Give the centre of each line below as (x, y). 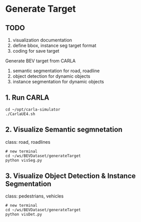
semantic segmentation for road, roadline (56, 71)
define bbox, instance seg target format (54, 46)
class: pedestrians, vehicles (34, 196)
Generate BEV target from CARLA (40, 61)
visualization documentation (42, 40)
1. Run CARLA (27, 98)
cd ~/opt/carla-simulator (33, 109)
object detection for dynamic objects (51, 76)
